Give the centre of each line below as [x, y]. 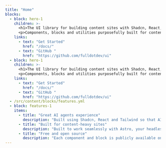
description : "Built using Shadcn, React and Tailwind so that [89, 120]
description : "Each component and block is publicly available [89, 138]
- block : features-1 [31, 106]
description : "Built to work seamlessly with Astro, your [84, 129]
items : [21, 111]
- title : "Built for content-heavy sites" [62, 124]
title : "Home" [20, 10]
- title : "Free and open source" [53, 134]
